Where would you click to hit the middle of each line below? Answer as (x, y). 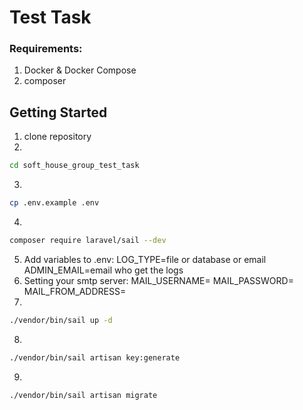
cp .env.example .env (54, 203)
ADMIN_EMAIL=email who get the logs (103, 270)
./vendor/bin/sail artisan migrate (83, 395)
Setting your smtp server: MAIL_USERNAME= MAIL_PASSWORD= (158, 280)
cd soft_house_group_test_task (74, 166)
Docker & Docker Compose (80, 70)
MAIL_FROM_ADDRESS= (75, 291)
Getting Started (58, 112)
